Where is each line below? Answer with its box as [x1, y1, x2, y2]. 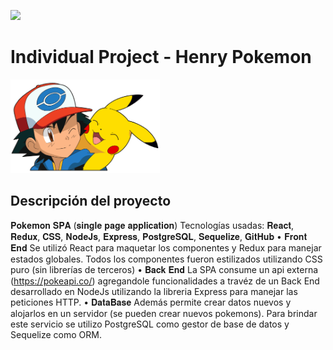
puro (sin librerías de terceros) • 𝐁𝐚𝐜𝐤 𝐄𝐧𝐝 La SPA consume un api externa [10, 263, 319, 275]
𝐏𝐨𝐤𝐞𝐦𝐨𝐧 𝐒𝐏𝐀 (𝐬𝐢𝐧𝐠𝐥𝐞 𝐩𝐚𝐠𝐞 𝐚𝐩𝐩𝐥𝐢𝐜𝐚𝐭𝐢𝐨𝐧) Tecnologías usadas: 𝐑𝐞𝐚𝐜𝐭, [10, 219, 295, 231]
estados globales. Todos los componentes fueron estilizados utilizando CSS [10, 253, 323, 265]
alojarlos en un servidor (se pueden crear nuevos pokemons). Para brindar [10, 307, 318, 319]
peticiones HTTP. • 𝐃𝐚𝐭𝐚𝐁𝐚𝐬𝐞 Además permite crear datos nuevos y [10, 296, 292, 308]
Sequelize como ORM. [10, 328, 102, 340]
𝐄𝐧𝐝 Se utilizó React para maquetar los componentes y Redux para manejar [10, 241, 322, 254]
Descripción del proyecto [10, 193, 172, 210]
